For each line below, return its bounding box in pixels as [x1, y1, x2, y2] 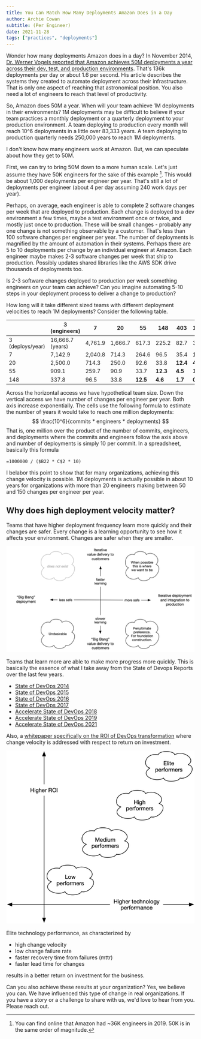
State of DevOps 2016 [14, 695, 69, 702]
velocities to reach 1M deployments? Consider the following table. [6, 308, 169, 315]
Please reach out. [6, 1002, 50, 1010]
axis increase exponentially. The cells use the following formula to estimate [6, 402, 191, 409]
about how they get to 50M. [6, 152, 75, 159]
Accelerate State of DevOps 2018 [14, 708, 98, 715]
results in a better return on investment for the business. [6, 972, 145, 979]
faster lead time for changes [14, 960, 85, 967]
